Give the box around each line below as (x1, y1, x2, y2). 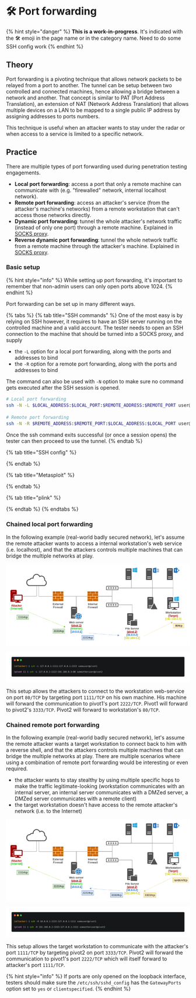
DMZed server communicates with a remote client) (14, 795, 137, 802)
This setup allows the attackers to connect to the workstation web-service (6, 687, 185, 694)
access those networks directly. (14, 211, 92, 218)
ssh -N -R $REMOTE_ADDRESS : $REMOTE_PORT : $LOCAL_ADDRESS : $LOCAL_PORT (6, 421, 176, 427)
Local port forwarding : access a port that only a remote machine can (14, 180, 182, 187)
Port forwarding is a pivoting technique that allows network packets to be (6, 75, 182, 82)
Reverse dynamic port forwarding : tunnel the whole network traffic (14, 236, 178, 243)
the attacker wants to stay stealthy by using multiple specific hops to (14, 776, 180, 783)
